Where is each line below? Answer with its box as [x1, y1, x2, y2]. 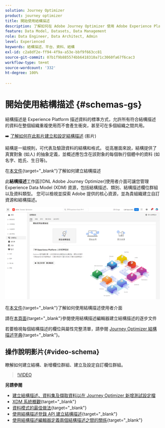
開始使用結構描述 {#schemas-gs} [5, 99, 142, 111]
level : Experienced [5, 39, 45, 44]
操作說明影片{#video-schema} [5, 348, 100, 356]
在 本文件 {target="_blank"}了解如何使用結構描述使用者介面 [5, 305, 123, 311]
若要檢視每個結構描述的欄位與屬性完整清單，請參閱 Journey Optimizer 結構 [5, 326, 157, 332]
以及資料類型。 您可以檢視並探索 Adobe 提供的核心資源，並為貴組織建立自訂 [5, 191, 160, 196]
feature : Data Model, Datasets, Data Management [5, 29, 107, 34]
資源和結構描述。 [5, 196, 40, 202]
